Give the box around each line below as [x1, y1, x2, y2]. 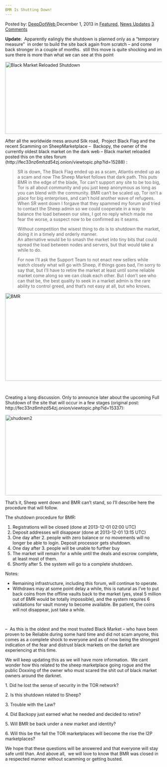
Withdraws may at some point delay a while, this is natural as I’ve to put [12, 585, 159, 591]
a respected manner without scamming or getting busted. [5, 756, 123, 762]
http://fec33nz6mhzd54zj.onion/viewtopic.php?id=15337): [5, 405, 125, 411]
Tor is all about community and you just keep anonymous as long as [17, 185, 157, 191]
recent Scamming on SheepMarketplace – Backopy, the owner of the [5, 143, 148, 149]
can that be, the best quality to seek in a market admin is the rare [17, 278, 151, 284]
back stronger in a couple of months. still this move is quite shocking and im [5, 46, 163, 52]
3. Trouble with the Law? [5, 701, 56, 707]
